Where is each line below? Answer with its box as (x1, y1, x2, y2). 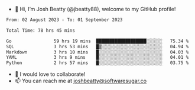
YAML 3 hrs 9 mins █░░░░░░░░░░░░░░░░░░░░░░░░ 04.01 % (6, 55, 189, 61)
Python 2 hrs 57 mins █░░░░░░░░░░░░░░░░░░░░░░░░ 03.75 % (6, 60, 189, 66)
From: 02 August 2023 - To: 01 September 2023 (6, 17, 123, 23)
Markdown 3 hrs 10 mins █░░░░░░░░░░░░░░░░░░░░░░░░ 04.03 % (6, 49, 189, 55)
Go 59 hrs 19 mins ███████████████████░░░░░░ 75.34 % (6, 38, 189, 44)
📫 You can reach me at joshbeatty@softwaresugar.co (14, 77, 147, 85)
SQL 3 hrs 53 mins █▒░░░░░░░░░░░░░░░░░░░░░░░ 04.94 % (6, 44, 189, 49)
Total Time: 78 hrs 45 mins (6, 27, 76, 34)
